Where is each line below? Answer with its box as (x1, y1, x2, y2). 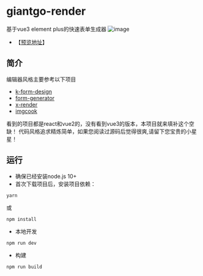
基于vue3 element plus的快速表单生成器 (6, 25, 107, 33)
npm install (6, 216, 37, 222)
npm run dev (6, 240, 37, 246)
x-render (15, 101, 38, 108)
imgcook (15, 107, 38, 115)
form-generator (15, 94, 55, 102)
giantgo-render (6, 4, 86, 18)
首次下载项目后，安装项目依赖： (15, 180, 96, 188)
